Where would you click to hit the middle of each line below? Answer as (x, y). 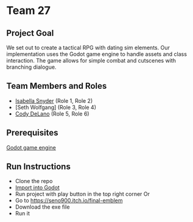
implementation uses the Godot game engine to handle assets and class (97, 54)
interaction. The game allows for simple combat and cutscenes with (91, 61)
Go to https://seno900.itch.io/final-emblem (69, 201)
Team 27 (28, 11)
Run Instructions (39, 167)
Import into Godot (37, 188)
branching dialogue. (31, 67)
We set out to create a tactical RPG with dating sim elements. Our (88, 47)
